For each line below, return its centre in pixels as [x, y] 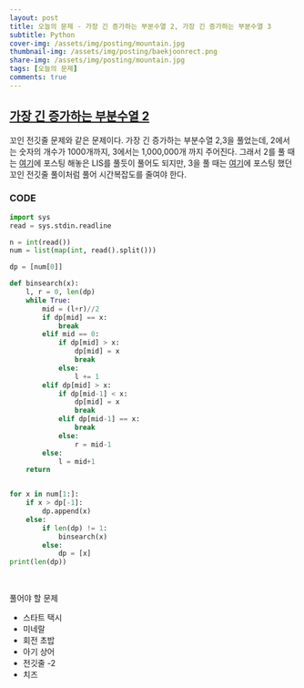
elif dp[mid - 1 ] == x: [99, 419]
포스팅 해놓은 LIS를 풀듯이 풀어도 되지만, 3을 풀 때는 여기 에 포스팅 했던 [168, 163]
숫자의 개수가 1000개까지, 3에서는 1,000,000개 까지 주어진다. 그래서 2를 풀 [152, 151]
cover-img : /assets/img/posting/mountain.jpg [97, 43]
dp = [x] [75, 554]
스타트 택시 [42, 618]
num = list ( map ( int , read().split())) [83, 251]
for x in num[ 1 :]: [44, 494]
